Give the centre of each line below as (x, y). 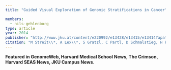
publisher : (17, 38)
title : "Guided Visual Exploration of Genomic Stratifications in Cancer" (86, 10)
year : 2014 (17, 33)
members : (15, 19)
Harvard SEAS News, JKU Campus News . (50, 62)
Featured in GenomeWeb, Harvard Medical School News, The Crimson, (82, 56)
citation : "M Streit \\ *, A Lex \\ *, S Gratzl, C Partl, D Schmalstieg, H (84, 43)
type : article (20, 28)
